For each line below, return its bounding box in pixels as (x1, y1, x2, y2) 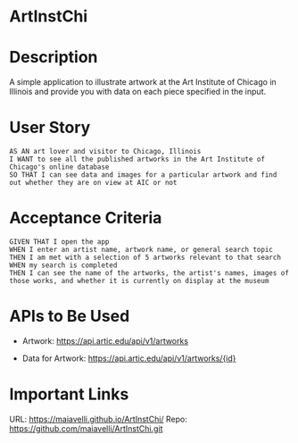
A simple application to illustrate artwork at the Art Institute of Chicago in (9, 77, 277, 88)
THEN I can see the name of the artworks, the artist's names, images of (9, 269, 290, 278)
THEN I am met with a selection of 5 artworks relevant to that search (9, 253, 281, 262)
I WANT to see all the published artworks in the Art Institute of (9, 155, 266, 164)
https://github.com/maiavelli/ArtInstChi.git (9, 422, 163, 434)
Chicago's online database (9, 163, 110, 171)
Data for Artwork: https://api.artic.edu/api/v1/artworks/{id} (21, 353, 236, 364)
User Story (9, 118, 91, 138)
